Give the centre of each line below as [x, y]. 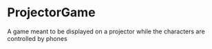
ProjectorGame [51, 13]
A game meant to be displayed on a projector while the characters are [106, 31]
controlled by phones [37, 38]
